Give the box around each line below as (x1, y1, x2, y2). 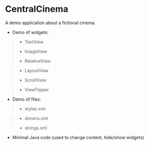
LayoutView (24, 68, 49, 73)
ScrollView (24, 77, 47, 83)
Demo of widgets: (12, 29, 49, 35)
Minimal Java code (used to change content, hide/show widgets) (12, 134, 145, 140)
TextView (24, 38, 44, 45)
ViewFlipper (24, 86, 49, 92)
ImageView (24, 48, 47, 54)
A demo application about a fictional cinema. (5, 20, 96, 26)
